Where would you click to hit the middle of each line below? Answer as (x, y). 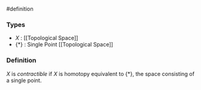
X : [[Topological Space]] (46, 38)
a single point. (24, 80)
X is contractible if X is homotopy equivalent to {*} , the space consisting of (100, 73)
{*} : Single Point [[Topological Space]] (64, 45)
